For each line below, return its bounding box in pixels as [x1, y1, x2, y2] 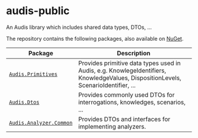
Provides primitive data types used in [78, 59, 181, 67]
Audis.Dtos [9, 98, 39, 106]
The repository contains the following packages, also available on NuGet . [6, 35, 184, 42]
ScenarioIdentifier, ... [78, 81, 136, 89]
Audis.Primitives [9, 71, 58, 77]
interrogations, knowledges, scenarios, [78, 98, 186, 106]
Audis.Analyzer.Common [9, 119, 72, 126]
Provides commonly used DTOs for [78, 90, 175, 98]
